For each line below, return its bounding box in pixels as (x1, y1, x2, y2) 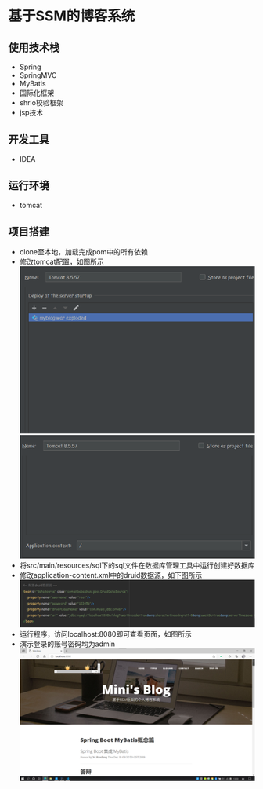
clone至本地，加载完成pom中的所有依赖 (19, 247, 149, 257)
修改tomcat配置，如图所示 (19, 257, 104, 267)
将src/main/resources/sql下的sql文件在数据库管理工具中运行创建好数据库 (19, 561, 255, 570)
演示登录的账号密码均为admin (19, 639, 116, 648)
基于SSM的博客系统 (8, 7, 135, 25)
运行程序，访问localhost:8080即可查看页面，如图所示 (19, 629, 192, 638)
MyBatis (19, 79, 46, 88)
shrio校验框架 (19, 98, 64, 107)
